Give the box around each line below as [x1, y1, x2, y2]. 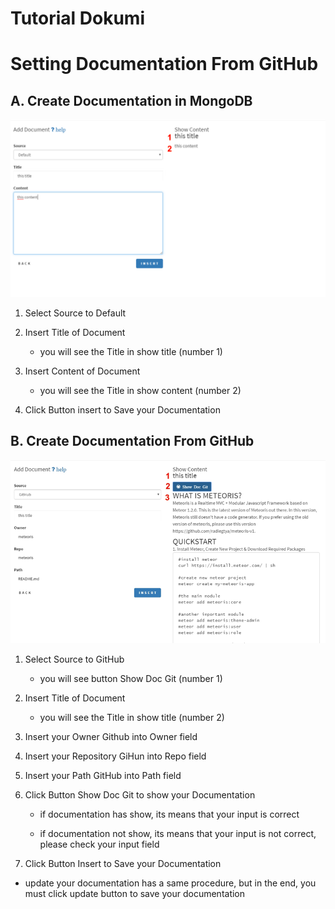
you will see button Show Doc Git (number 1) [39, 673, 223, 685]
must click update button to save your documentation [24, 888, 246, 900]
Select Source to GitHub [24, 653, 125, 666]
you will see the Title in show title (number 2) [39, 712, 225, 724]
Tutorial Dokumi [10, 7, 146, 30]
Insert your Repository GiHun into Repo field [24, 750, 207, 762]
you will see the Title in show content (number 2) [39, 384, 242, 396]
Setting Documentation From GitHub [10, 53, 319, 76]
